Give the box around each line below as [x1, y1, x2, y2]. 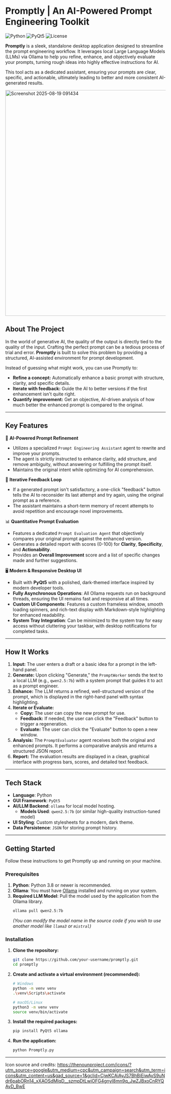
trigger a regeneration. [20, 721, 68, 727]
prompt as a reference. [12, 497, 61, 503]
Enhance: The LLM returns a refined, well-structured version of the [12, 688, 154, 694]
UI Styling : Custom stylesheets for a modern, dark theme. [12, 819, 134, 825]
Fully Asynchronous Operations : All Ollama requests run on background [12, 590, 166, 596]
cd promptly [12, 962, 38, 967]
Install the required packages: [12, 1018, 78, 1025]
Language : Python [12, 792, 52, 798]
